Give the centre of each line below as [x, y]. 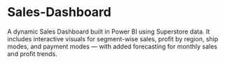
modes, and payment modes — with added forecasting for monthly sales [112, 46]
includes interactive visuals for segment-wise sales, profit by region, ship [113, 38]
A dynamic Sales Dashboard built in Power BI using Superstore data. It [109, 31]
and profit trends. [32, 54]
